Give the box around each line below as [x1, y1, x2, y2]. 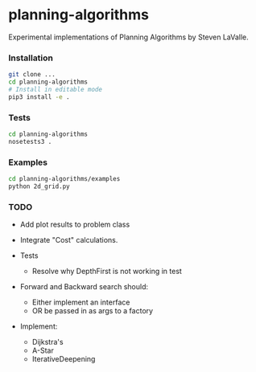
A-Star [31, 345, 54, 355]
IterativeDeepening [31, 354, 96, 364]
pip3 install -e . [8, 92, 70, 101]
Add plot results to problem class [19, 219, 130, 230]
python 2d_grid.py [8, 182, 70, 190]
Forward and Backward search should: [19, 282, 149, 292]
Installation [8, 52, 54, 63]
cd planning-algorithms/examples [8, 175, 121, 183]
